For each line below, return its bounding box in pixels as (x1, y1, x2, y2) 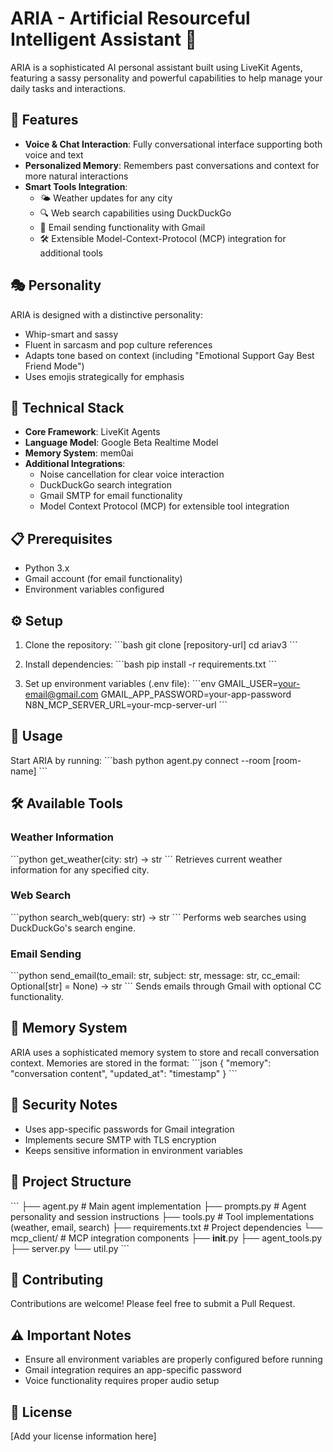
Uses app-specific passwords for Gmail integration (24, 1123, 235, 1135)
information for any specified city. (10, 863, 150, 876)
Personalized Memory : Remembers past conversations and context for (24, 159, 320, 171)
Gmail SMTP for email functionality (39, 490, 183, 502)
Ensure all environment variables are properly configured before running (24, 1353, 323, 1366)
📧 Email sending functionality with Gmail (39, 221, 206, 233)
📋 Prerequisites (10, 530, 113, 547)
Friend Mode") (24, 360, 85, 372)
